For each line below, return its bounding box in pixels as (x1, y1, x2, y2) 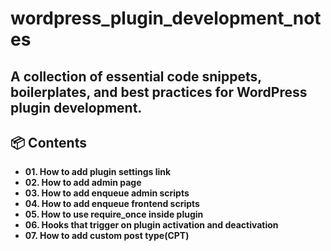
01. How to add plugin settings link (24, 166, 172, 178)
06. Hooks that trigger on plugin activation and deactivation (24, 219, 279, 231)
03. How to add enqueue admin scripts (24, 187, 190, 199)
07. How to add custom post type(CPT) (24, 230, 190, 242)
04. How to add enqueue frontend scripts (24, 198, 200, 210)
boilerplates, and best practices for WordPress (10, 83, 308, 101)
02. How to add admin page (24, 177, 142, 189)
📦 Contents (10, 134, 87, 151)
